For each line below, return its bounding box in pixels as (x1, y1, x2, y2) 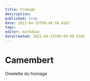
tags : (5, 25, 16, 30)
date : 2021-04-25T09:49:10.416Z (5, 20, 70, 26)
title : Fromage (5, 7, 36, 12)
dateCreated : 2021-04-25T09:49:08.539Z (5, 34, 85, 39)
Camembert (5, 55, 54, 66)
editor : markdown (5, 29, 40, 34)
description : (5, 12, 31, 16)
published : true (5, 16, 38, 21)
